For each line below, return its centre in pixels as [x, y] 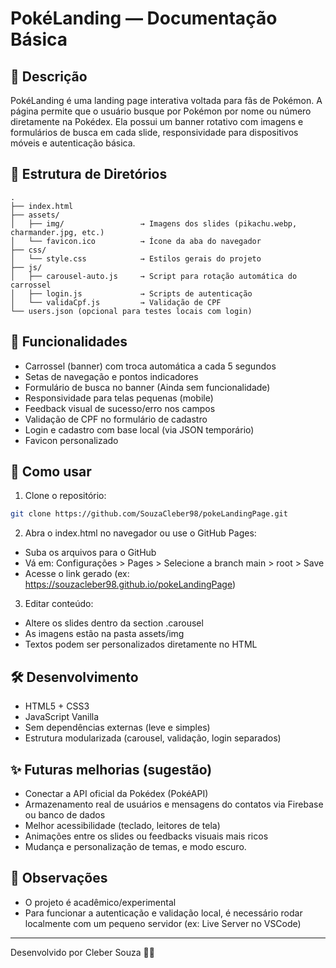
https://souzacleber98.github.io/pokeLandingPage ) [130, 584]
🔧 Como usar [51, 472]
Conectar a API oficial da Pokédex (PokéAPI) [116, 793]
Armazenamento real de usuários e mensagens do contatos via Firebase [174, 804]
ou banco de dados [65, 814]
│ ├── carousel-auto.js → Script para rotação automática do [154, 276]
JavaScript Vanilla [62, 717]
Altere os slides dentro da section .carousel [114, 623]
